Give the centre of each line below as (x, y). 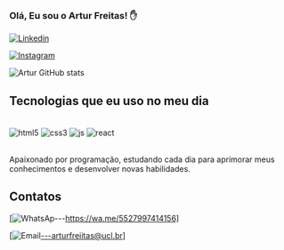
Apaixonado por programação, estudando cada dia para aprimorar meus (142, 159)
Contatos (36, 197)
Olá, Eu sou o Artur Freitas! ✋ (73, 15)
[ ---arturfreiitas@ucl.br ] (68, 235)
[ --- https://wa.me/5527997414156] (94, 218)
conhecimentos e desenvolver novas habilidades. (100, 168)
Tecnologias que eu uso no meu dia (109, 101)
